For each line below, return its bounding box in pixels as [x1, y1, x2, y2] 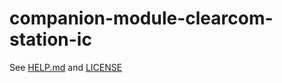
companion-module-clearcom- [9, 7, 274, 30]
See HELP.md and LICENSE [9, 61, 123, 73]
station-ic [9, 28, 92, 51]
